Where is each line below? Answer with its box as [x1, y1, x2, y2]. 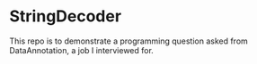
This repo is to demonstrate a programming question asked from [9, 36, 249, 46]
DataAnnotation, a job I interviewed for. [9, 44, 155, 55]
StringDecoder [9, 6, 122, 27]
